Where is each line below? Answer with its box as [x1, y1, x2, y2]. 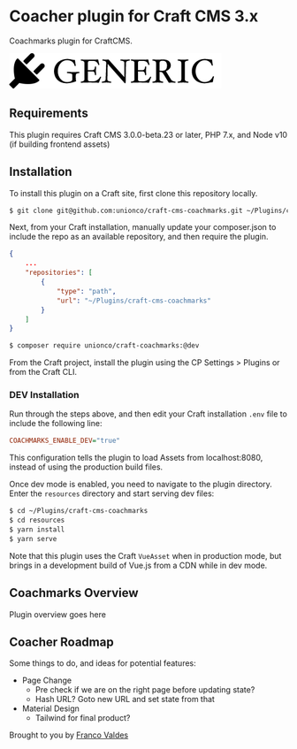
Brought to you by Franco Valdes [9, 730, 129, 740]
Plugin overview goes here [9, 608, 106, 620]
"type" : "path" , [56, 287, 117, 295]
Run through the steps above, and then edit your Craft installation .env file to [9, 409, 287, 419]
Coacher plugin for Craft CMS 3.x [9, 6, 259, 27]
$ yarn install [9, 525, 65, 534]
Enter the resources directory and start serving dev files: [9, 488, 215, 499]
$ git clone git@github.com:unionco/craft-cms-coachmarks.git [9, 206, 243, 215]
